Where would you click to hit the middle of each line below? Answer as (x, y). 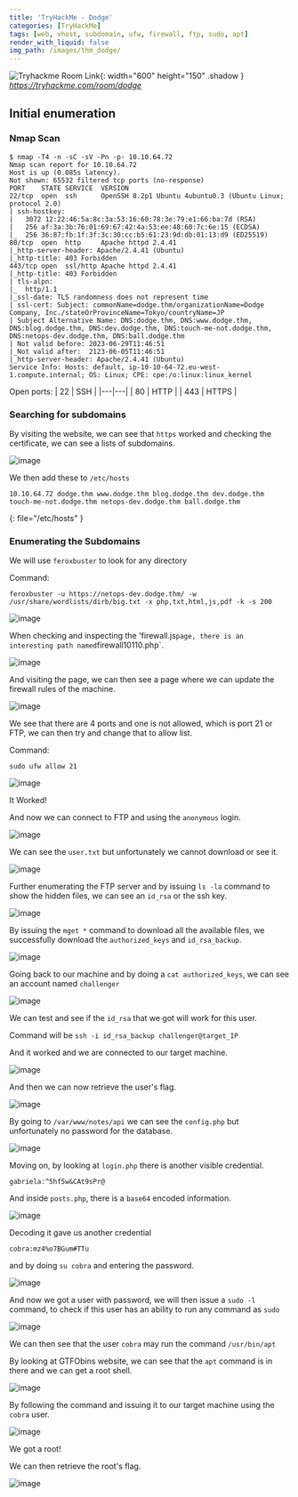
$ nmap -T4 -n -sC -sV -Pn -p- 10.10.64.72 (91, 157)
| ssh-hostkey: (37, 211)
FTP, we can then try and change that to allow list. (101, 733)
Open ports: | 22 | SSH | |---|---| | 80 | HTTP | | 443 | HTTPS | (123, 391)
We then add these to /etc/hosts (70, 478)
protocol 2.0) (36, 204)
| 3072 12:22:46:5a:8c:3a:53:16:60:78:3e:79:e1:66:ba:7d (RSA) (133, 219)
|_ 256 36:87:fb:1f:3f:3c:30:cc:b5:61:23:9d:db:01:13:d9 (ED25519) (139, 235)
